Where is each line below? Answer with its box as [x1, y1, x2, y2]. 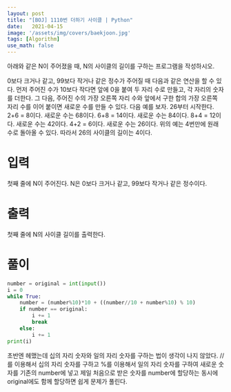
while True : [7, 293, 41, 300]
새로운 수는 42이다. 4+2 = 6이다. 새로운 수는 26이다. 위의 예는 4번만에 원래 [16, 120, 219, 128]
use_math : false [7, 42, 54, 49]
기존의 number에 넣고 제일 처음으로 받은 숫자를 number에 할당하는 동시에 [19, 369, 219, 377]
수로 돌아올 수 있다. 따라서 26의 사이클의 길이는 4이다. [7, 128, 153, 137]
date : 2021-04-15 [7, 23, 63, 30]
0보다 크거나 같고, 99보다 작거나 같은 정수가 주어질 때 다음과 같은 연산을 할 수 [7, 77, 215, 85]
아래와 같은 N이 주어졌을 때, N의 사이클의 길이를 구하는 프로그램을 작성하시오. [7, 62, 215, 70]
